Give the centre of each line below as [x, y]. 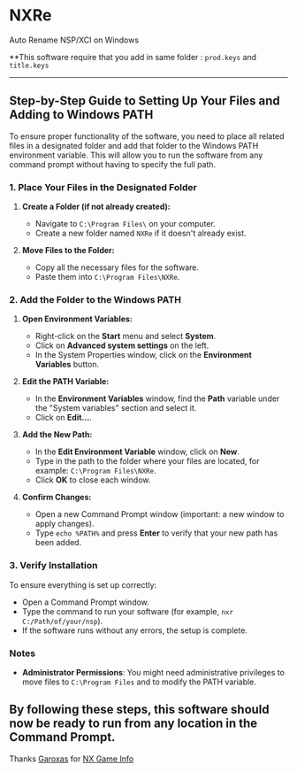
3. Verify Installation [53, 566]
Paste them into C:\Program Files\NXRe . [107, 277]
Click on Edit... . [64, 418]
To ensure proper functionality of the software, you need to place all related [147, 136]
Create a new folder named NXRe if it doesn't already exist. [141, 233]
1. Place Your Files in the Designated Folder [103, 187]
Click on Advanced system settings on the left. [122, 345]
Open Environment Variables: [77, 319]
